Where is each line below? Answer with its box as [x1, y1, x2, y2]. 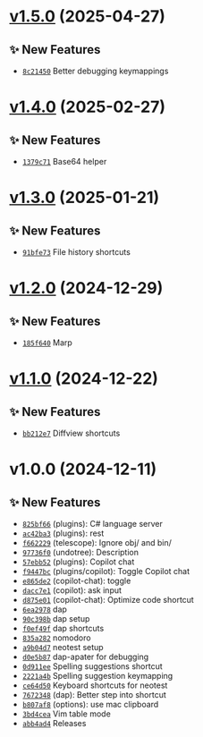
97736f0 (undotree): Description [21, 547, 140, 557]
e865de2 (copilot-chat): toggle [21, 575, 131, 586]
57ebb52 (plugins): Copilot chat [21, 556, 135, 567]
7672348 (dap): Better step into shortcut [21, 690, 167, 699]
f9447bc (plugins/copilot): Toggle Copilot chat [21, 566, 190, 576]
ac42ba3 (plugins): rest [21, 528, 105, 538]
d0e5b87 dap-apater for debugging [21, 651, 149, 662]
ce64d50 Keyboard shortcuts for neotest [21, 680, 168, 690]
